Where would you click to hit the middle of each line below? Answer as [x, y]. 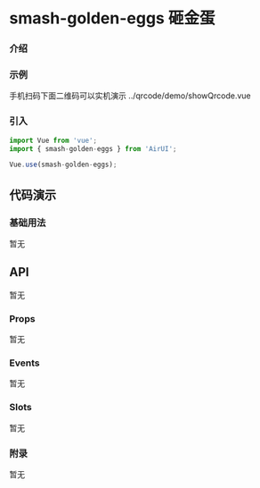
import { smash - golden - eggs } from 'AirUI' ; [93, 148]
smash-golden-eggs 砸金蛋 [112, 18]
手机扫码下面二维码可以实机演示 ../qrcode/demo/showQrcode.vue [130, 96]
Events [24, 363]
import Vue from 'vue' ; [53, 140]
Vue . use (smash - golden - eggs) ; [63, 165]
